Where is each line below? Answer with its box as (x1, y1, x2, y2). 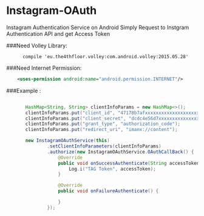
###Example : (6, 87, 41, 94)
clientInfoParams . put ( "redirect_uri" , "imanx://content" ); (25, 127, 178, 133)
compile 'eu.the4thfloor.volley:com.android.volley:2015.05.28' (22, 53, 189, 59)
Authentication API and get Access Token (6, 30, 110, 37)
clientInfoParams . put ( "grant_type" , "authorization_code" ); (25, 121, 181, 127)
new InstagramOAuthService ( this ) (25, 138, 110, 144)
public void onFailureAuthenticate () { (58, 188, 159, 194)
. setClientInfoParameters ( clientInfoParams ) (47, 143, 162, 149)
